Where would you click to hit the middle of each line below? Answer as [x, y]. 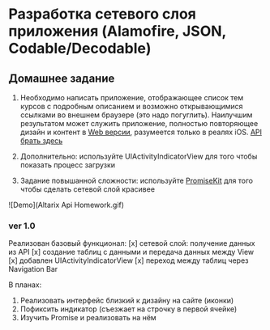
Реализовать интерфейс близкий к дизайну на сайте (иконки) [127, 301]
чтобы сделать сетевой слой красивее [88, 189]
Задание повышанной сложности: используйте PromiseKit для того [137, 180]
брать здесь [41, 141]
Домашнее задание [62, 78]
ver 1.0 [22, 226]
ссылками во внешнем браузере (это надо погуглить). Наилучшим [136, 115]
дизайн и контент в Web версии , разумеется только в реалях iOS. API [141, 132]
